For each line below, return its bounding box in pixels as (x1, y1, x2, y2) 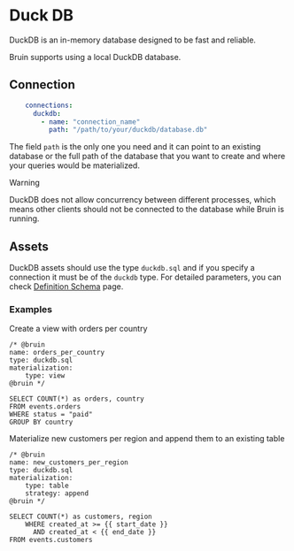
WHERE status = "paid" (9, 410, 93, 419)
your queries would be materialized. (9, 160, 140, 171)
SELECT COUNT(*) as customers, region (9, 512, 152, 522)
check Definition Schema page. (9, 281, 124, 292)
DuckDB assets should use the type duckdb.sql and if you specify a (9, 263, 255, 273)
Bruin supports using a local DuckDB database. (9, 51, 182, 62)
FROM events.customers (9, 536, 93, 545)
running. (9, 213, 40, 224)
